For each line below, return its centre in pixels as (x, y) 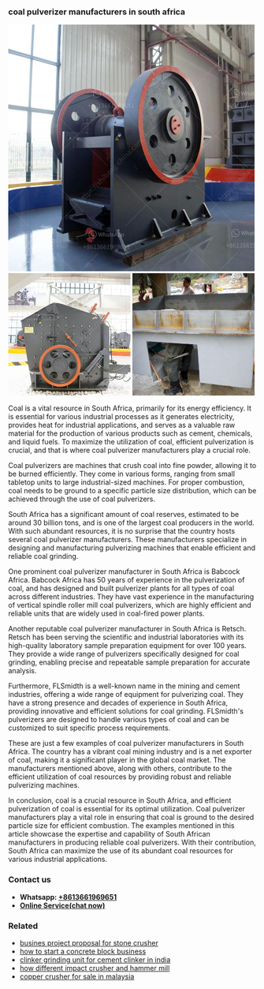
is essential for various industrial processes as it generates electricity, (121, 417)
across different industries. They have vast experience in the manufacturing (131, 597)
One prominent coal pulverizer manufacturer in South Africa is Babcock (124, 571)
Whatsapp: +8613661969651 (68, 897)
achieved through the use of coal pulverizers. (82, 499)
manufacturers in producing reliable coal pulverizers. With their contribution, (132, 842)
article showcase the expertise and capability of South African (109, 834)
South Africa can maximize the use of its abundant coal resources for (121, 851)
